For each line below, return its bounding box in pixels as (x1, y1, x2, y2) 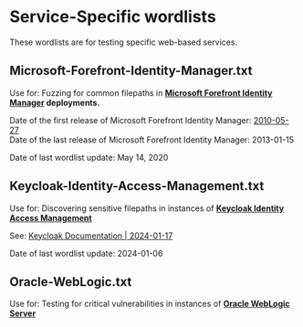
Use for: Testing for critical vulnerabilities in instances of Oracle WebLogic (9, 299, 290, 310)
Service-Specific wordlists (9, 6, 216, 27)
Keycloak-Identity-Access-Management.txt (9, 178, 265, 194)
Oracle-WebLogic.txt (9, 274, 132, 290)
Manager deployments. (9, 97, 100, 108)
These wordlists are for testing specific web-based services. (9, 37, 238, 47)
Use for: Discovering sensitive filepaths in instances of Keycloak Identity (9, 203, 285, 214)
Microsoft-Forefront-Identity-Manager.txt (9, 63, 253, 79)
